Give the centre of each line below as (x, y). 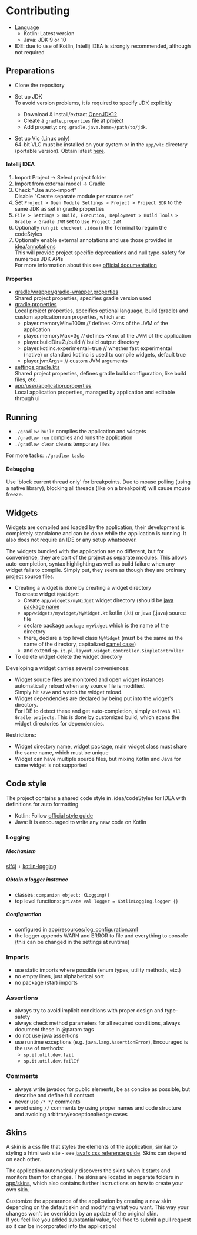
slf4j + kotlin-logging (31, 866)
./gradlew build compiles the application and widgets (80, 431)
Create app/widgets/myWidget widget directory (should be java (98, 600)
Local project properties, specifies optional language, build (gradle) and (101, 311)
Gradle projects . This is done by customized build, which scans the (97, 717)
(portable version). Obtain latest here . (60, 151)
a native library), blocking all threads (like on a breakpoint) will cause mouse (98, 488)
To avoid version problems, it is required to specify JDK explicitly (93, 103)
